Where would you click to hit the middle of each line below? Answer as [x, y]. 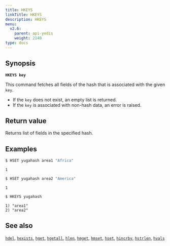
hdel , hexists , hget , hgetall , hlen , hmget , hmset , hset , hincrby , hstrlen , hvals [85, 238]
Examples [21, 149]
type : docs [17, 43]
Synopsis [20, 64]
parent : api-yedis [34, 33]
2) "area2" [17, 210]
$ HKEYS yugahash [24, 196]
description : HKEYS [26, 19]
